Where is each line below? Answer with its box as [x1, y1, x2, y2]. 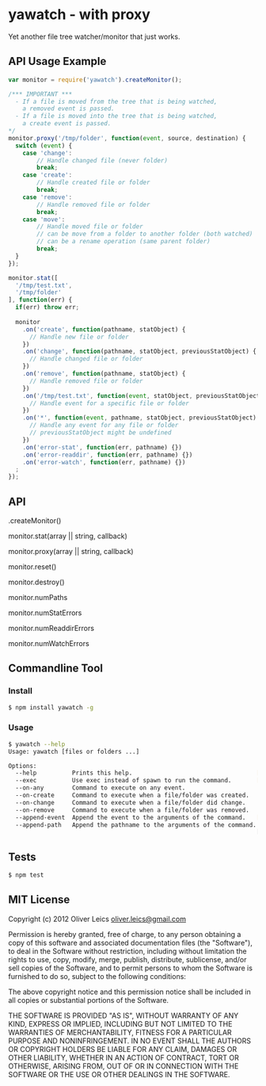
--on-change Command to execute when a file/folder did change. [15, 798, 246, 806]
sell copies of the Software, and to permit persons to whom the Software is [8, 963, 253, 973]
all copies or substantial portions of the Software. [8, 995, 169, 1004]
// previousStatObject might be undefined [28, 429, 172, 437]
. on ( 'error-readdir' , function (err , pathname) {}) [22, 450, 193, 459]
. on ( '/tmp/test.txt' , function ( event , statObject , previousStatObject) [22, 392, 264, 400]
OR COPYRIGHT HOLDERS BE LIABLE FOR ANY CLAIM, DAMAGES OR [8, 1044, 237, 1053]
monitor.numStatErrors [8, 608, 82, 618]
